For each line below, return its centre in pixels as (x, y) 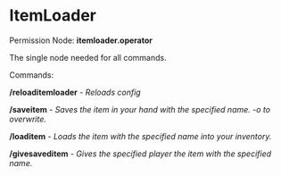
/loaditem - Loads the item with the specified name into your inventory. (140, 136)
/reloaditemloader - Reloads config (75, 92)
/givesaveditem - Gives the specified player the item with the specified (140, 154)
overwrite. (28, 119)
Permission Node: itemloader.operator (81, 40)
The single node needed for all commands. (88, 57)
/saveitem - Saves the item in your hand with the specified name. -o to (140, 109)
